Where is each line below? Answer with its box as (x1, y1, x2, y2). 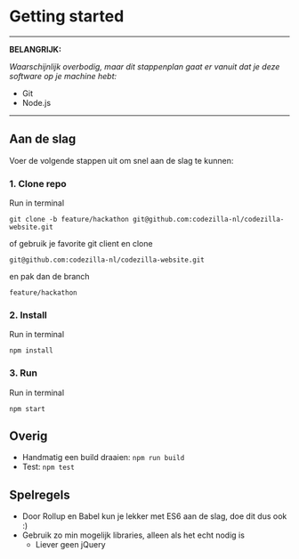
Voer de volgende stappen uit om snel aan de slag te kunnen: (9, 155, 234, 166)
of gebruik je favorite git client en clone (9, 239, 153, 249)
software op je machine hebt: (9, 70, 117, 81)
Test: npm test (21, 461, 76, 473)
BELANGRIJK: (9, 44, 62, 54)
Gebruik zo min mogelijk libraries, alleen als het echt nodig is (21, 530, 245, 540)
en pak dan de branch (9, 271, 91, 282)
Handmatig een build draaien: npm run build (21, 452, 185, 463)
